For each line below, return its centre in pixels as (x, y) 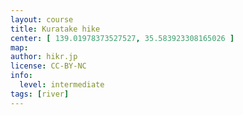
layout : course (42, 19)
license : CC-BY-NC (48, 66)
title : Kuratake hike (55, 29)
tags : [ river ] (40, 94)
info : (21, 76)
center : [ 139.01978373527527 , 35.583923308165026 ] (122, 38)
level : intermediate (62, 85)
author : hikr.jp (44, 57)
